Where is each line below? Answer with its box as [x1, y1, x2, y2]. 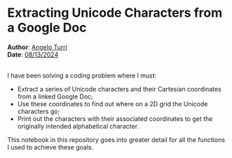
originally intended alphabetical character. [17, 122, 139, 130]
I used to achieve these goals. [7, 143, 94, 151]
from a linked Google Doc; [17, 92, 93, 101]
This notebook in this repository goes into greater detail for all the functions [7, 135, 226, 144]
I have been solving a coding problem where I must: [7, 71, 157, 80]
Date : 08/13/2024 [7, 50, 59, 59]
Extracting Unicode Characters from [7, 5, 223, 21]
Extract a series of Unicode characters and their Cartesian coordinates [17, 85, 222, 93]
